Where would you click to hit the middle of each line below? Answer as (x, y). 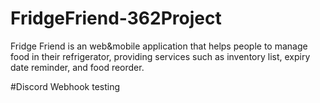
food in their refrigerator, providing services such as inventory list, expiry (160, 56)
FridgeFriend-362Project (116, 18)
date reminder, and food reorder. (77, 67)
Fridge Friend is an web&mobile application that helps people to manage (159, 46)
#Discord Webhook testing (65, 86)
